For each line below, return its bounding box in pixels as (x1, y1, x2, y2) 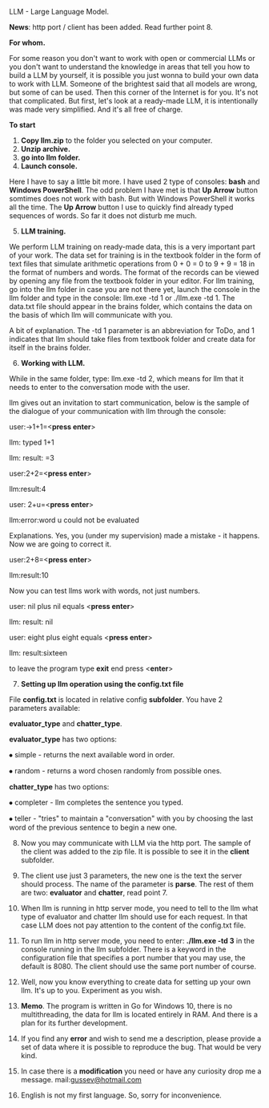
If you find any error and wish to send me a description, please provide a (20, 1034, 262, 1043)
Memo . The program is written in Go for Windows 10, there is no (20, 1001, 233, 1010)
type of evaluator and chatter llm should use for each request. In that (20, 912, 248, 921)
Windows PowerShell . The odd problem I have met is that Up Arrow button (9, 185, 259, 195)
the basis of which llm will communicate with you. (9, 310, 173, 319)
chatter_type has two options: (9, 782, 110, 791)
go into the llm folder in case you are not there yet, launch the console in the (9, 285, 261, 294)
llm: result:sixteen (9, 648, 67, 657)
